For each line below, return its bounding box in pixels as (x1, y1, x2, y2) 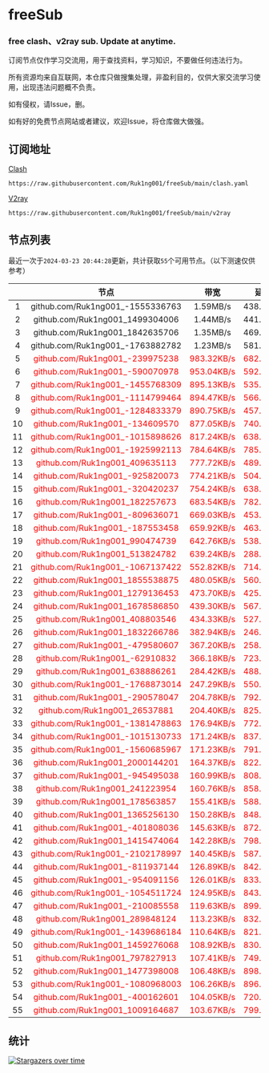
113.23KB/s (189, 913, 236, 925)
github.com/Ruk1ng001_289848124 (35, 913, 177, 925)
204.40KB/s (189, 705, 236, 716)
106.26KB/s (189, 978, 236, 990)
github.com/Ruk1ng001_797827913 (35, 953, 177, 964)
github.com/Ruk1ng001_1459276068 (33, 940, 179, 951)
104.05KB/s (189, 992, 236, 1003)
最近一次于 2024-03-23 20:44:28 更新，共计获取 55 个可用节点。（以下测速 (8, 256, 242, 265)
